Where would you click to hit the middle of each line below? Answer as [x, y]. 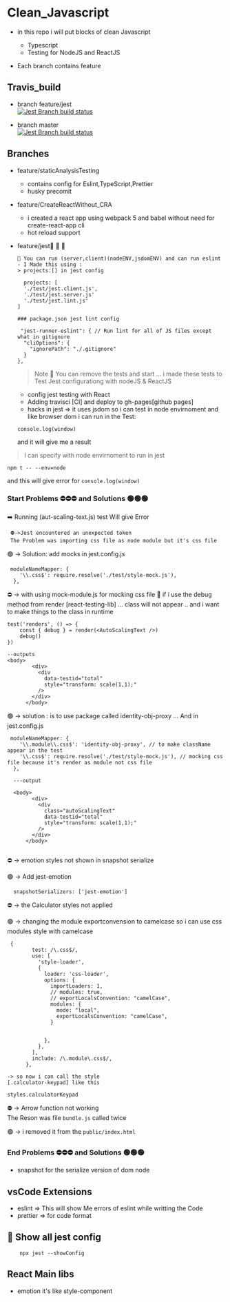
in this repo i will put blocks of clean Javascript [84, 32]
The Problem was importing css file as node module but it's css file [113, 540]
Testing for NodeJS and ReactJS [74, 52]
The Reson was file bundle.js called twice [67, 1117]
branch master [38, 125]
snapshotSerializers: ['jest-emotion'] [71, 892]
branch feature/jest [44, 104]
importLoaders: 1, [77, 986]
